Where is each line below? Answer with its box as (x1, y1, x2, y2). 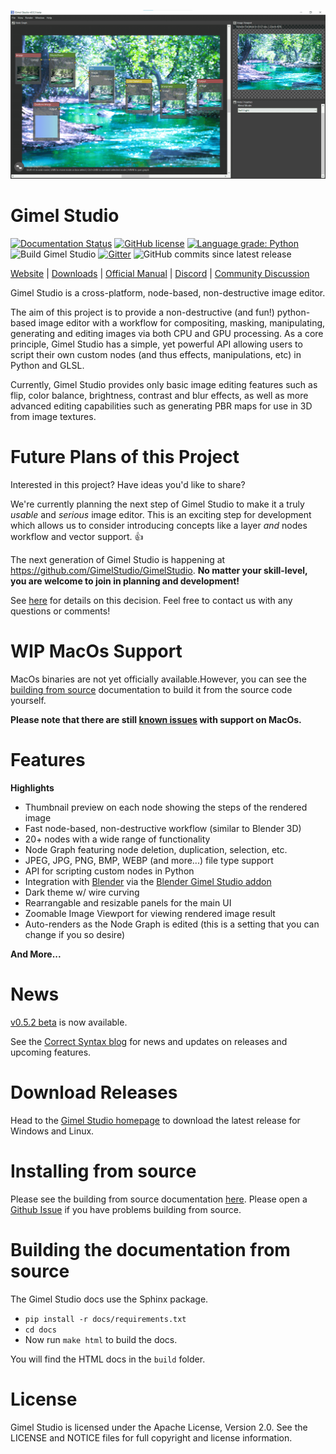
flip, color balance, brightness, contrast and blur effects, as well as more (10, 390, 309, 402)
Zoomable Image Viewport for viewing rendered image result (24, 907, 276, 919)
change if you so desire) (24, 928, 125, 940)
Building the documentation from (10, 1238, 291, 1261)
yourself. (10, 695, 47, 707)
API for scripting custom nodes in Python (24, 865, 195, 877)
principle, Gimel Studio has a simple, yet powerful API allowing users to (10, 338, 303, 350)
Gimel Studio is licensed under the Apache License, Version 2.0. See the (10, 1421, 308, 1433)
